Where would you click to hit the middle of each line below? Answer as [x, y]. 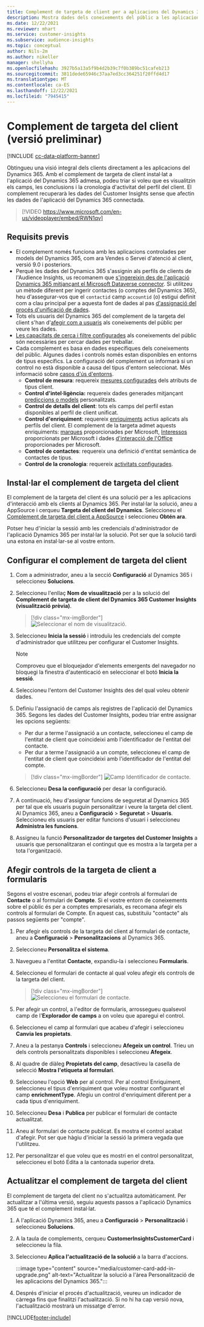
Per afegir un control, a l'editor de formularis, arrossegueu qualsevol [101, 1009]
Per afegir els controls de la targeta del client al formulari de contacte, [103, 931]
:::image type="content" [46, 1268]
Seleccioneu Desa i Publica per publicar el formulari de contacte [96, 1113]
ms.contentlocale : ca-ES [38, 85]
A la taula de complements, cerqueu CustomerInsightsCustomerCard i [105, 1238]
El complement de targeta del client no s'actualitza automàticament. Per [97, 1196]
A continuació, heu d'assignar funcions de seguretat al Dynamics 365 [102, 800]
